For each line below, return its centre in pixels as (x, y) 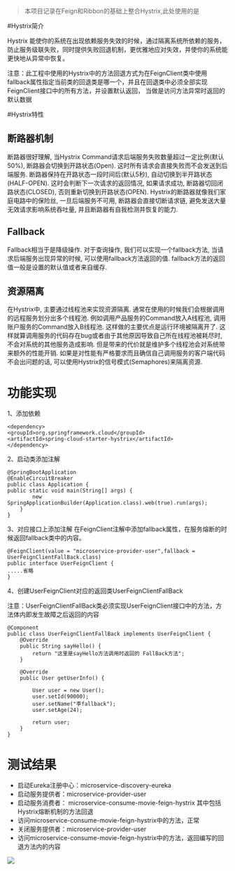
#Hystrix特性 (26, 114)
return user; (51, 722)
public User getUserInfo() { (62, 678)
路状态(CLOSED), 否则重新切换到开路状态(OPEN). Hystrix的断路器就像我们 (114, 191)
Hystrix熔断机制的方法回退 (55, 811)
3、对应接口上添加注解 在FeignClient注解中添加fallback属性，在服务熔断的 (114, 529)
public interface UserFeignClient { (60, 563)
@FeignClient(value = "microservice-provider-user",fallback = (101, 551)
